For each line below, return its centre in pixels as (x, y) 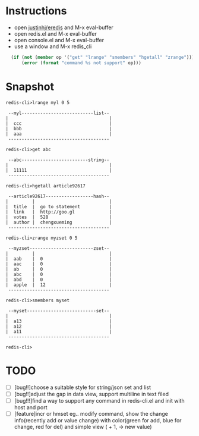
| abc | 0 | (59, 274)
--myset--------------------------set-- (59, 310)
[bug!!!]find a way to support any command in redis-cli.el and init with (99, 400)
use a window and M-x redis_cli (53, 46)
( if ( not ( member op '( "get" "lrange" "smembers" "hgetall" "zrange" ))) (103, 57)
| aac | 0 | (59, 264)
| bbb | (59, 128)
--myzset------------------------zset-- (59, 248)
